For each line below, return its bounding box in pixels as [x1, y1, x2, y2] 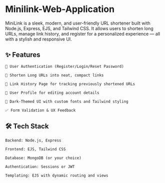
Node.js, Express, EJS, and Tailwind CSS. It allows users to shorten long [5, 25, 153, 31]
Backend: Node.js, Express [5, 138, 61, 143]
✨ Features [5, 51, 40, 59]
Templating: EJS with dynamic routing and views [5, 173, 108, 178]
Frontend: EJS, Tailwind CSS [5, 146, 66, 151]
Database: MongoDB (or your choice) [5, 155, 81, 160]
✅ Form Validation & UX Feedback [5, 108, 76, 113]
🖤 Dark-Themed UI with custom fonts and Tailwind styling [5, 99, 128, 104]
